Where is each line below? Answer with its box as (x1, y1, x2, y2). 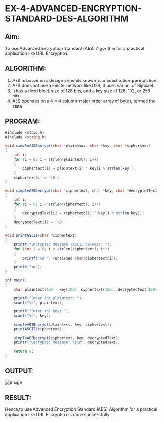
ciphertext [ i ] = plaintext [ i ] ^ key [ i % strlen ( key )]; (22, 166, 136, 171)
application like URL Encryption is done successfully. (5, 412, 111, 417)
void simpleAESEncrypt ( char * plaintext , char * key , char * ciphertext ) (5, 144, 151, 148)
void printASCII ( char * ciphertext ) (5, 233, 77, 238)
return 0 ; (14, 349, 34, 354)
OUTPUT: (5, 367, 34, 375)
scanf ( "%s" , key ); (14, 313, 51, 318)
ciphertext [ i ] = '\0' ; (14, 175, 60, 180)
